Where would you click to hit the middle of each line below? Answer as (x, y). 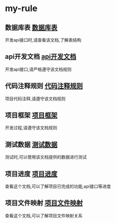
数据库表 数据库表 (31, 27)
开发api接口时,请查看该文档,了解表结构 (43, 40)
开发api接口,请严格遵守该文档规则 (38, 69)
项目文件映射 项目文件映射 (44, 203)
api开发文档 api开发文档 (41, 57)
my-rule (21, 8)
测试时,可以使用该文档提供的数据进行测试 (46, 157)
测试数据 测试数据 (31, 144)
